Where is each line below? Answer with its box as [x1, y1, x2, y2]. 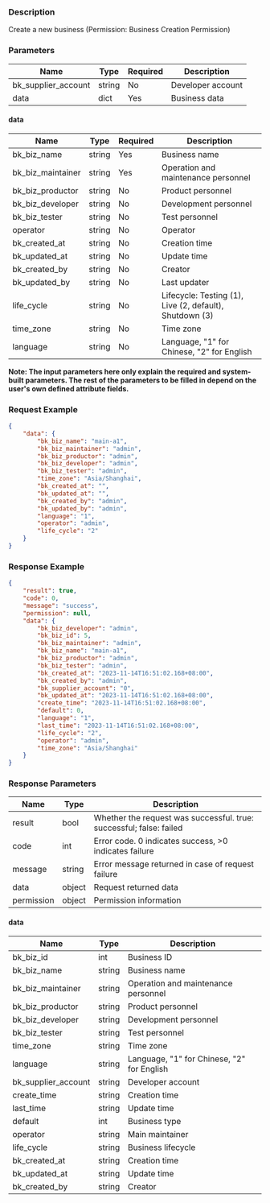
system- [222, 366, 252, 376]
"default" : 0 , [37, 707, 84, 715]
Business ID [127, 951, 173, 962]
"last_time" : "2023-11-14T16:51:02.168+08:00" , [37, 721, 199, 730]
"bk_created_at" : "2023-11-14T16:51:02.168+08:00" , [37, 669, 215, 677]
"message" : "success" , [22, 601, 99, 610]
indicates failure [93, 845, 154, 857]
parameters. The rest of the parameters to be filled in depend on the [25, 375, 257, 385]
